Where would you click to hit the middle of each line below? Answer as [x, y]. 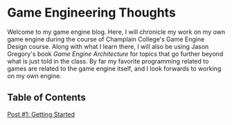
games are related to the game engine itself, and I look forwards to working [114, 68]
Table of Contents [47, 98]
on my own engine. [35, 76]
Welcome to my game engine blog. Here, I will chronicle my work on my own [116, 32]
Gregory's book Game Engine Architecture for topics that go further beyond [115, 54]
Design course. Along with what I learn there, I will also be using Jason [108, 46]
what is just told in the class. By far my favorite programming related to [108, 61]
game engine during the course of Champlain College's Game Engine [106, 39]
